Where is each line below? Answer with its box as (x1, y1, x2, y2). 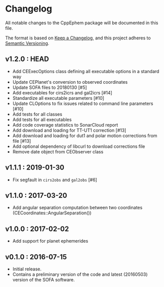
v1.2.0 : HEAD (5, 55, 49, 64)
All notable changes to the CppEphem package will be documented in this (5, 20, 158, 26)
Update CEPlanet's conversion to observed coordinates (12, 79, 128, 85)
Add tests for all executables (12, 117, 72, 123)
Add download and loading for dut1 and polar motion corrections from (12, 132, 157, 139)
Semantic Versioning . (5, 40, 49, 46)
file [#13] (12, 138, 31, 144)
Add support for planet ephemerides (12, 238, 89, 244)
